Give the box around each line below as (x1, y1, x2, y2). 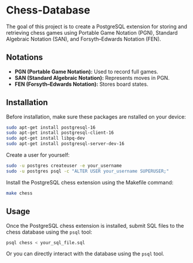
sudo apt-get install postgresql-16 (6, 124, 96, 130)
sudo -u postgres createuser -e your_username (6, 163, 122, 169)
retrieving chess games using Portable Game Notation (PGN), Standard (6, 29, 178, 36)
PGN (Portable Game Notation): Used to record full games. (14, 68, 158, 75)
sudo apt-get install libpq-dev (6, 136, 85, 141)
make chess (6, 190, 33, 196)
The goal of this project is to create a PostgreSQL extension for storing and (6, 23, 188, 30)
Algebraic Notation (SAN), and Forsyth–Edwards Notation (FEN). (6, 35, 161, 42)
